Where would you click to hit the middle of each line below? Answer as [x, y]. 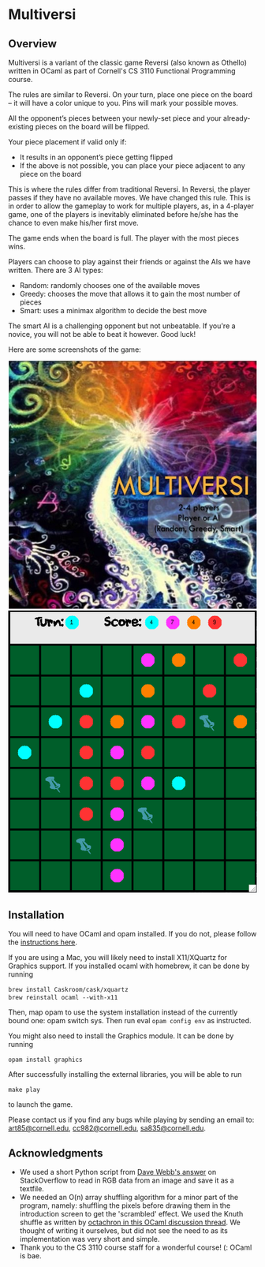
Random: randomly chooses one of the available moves [110, 285]
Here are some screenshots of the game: [75, 349]
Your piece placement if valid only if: [67, 142]
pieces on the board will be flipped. [92, 127]
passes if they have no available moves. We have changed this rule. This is [129, 198]
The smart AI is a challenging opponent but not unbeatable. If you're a [122, 326]
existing [21, 127]
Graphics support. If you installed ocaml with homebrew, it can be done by [129, 966]
